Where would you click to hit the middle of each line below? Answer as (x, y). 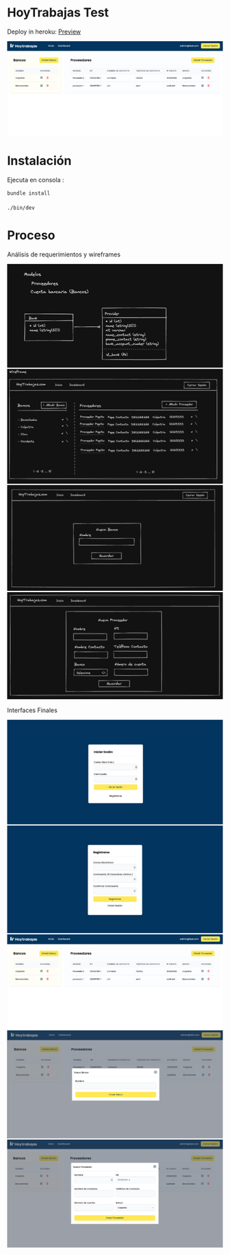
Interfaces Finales (33, 710)
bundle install (29, 193)
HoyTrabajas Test (58, 13)
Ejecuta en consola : (36, 180)
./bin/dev (21, 208)
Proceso (31, 235)
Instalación (39, 161)
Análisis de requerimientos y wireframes (64, 254)
